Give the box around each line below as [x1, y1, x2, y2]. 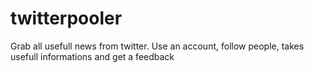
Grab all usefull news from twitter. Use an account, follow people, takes [10, 40, 305, 52]
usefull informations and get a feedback [10, 50, 175, 62]
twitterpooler [10, 7, 123, 30]
